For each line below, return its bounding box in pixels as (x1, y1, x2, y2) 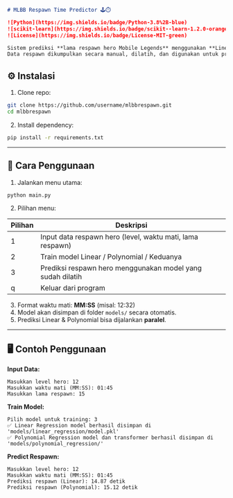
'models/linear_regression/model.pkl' (7, 428, 119, 436)
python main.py (7, 191, 51, 199)
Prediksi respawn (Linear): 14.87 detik (7, 478, 126, 485)
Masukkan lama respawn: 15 (7, 391, 85, 398)
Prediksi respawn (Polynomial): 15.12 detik (7, 484, 138, 491)
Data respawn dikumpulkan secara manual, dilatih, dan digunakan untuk (7, 51, 218, 58)
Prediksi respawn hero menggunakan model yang (40, 263, 202, 273)
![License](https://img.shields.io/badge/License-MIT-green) (7, 32, 188, 39)
